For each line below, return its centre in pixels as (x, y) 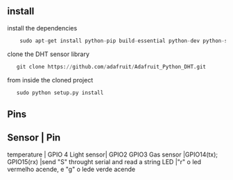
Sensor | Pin (34, 138)
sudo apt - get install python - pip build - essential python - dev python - (122, 41)
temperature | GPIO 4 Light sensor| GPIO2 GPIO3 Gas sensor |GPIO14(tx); (113, 154)
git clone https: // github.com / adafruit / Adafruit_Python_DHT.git (111, 66)
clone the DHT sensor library (49, 54)
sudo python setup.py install (60, 93)
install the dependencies (42, 28)
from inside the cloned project (50, 80)
